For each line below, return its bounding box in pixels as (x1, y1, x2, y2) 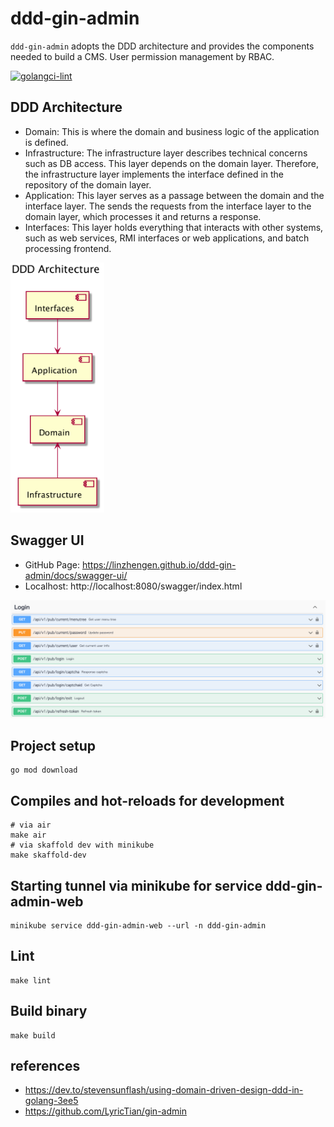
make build (10, 1030, 56, 1041)
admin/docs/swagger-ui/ (24, 569, 128, 581)
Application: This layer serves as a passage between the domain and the (24, 189, 325, 201)
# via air (10, 820, 52, 831)
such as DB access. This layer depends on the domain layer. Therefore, (24, 157, 320, 169)
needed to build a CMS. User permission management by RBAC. (10, 50, 275, 62)
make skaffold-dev (10, 850, 87, 861)
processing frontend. (24, 242, 112, 254)
